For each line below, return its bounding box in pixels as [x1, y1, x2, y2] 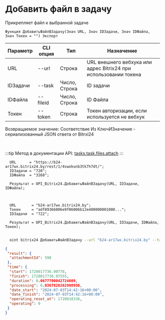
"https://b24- [33, 160, 63, 165]
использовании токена [86, 71, 141, 78]
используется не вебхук [86, 113, 145, 120]
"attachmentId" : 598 [9, 256, 52, 261]
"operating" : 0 [9, 301, 41, 306]
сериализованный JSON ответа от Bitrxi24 [5, 131, 94, 137]
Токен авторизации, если [86, 107, 147, 114]
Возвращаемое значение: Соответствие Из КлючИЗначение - [5, 126, 136, 132]
